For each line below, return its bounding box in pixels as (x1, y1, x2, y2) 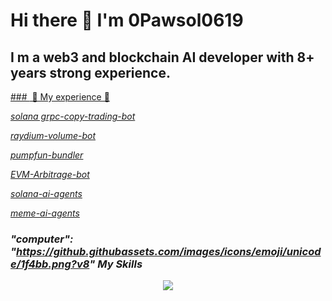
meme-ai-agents (10, 207, 80, 219)
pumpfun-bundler (10, 149, 84, 161)
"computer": (10, 232, 74, 246)
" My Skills (89, 257, 143, 271)
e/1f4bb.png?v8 (10, 257, 90, 271)
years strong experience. (10, 64, 171, 81)
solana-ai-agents (10, 188, 83, 199)
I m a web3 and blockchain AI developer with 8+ (10, 49, 315, 66)
